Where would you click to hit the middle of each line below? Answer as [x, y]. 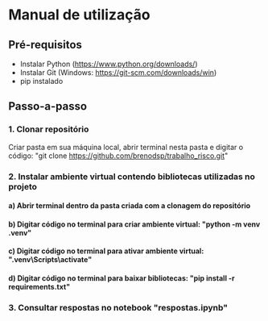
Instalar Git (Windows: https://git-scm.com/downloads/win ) [118, 73]
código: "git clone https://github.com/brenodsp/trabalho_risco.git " [118, 156]
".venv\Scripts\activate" [50, 260]
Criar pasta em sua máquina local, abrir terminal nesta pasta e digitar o [126, 147]
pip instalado [41, 81]
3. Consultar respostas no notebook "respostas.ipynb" [118, 307]
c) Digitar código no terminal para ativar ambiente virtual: [106, 251]
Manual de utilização [79, 15]
